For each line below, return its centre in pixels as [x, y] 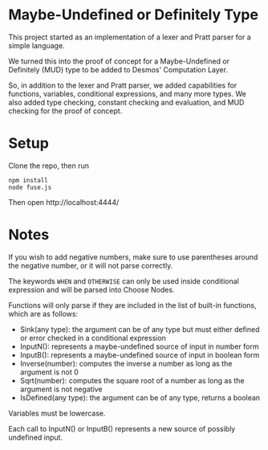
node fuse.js [30, 187]
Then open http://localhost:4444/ [64, 202]
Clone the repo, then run [49, 166]
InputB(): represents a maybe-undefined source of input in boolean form [140, 354]
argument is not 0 [49, 372]
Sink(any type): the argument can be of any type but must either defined [140, 329]
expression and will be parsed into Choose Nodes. [91, 289]
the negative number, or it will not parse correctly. [91, 265]
